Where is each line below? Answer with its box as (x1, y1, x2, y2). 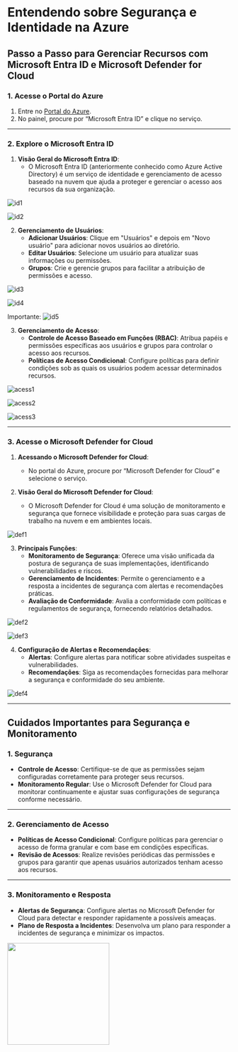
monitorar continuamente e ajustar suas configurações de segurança (17, 788, 220, 796)
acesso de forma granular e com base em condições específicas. (17, 843, 209, 852)
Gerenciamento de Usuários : (17, 226, 104, 234)
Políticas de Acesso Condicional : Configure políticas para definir (28, 356, 220, 365)
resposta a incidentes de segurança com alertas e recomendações (28, 582, 224, 590)
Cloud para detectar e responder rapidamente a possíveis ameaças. (17, 913, 217, 922)
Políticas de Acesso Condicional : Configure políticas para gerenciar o (17, 835, 224, 844)
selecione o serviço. (28, 474, 87, 482)
